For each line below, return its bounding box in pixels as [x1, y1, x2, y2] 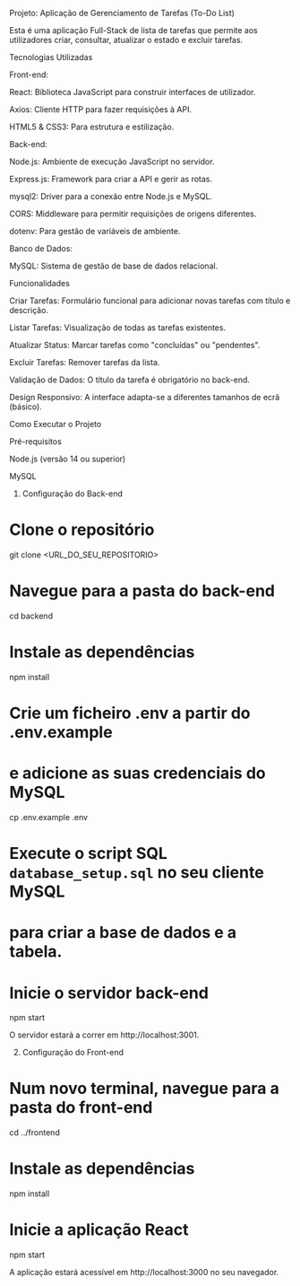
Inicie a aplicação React [9, 1220, 190, 1240]
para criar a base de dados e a [9, 923, 237, 943]
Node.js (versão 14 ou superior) [9, 453, 126, 464]
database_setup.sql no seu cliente [9, 862, 264, 883]
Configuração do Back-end [21, 488, 124, 499]
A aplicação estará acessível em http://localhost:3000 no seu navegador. [9, 1267, 279, 1278]
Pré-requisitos [9, 436, 63, 447]
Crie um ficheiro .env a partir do [9, 704, 251, 723]
